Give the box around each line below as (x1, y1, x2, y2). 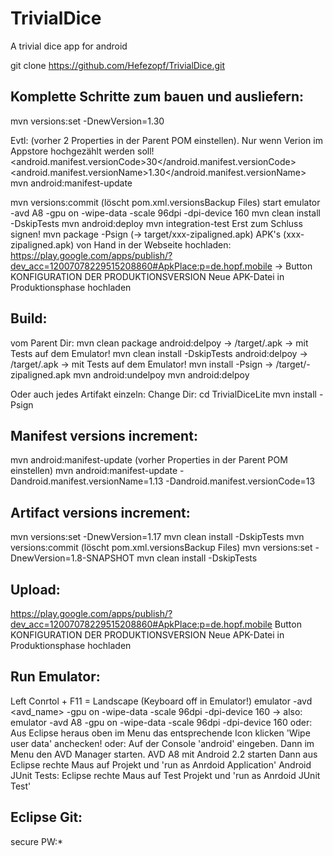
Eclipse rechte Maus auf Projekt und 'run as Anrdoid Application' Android (10, 758, 312, 771)
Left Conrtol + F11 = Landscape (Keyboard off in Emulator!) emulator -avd (10, 695, 313, 707)
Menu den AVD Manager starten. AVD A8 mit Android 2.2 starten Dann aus (10, 748, 318, 760)
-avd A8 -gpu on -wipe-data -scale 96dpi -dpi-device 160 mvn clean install (10, 207, 321, 219)
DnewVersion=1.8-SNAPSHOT (10, 552, 135, 564)
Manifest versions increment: (10, 427, 198, 444)
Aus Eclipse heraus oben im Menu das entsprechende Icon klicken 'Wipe (10, 727, 311, 739)
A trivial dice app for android (10, 40, 128, 52)
